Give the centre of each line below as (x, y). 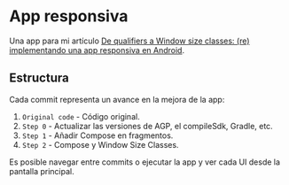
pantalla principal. (42, 171)
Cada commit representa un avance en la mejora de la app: (117, 99)
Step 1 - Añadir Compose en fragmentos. (98, 135)
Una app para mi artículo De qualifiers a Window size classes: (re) (129, 41)
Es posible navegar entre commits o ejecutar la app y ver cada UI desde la (145, 162)
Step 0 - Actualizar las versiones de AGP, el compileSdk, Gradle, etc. (147, 126)
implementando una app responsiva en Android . (97, 50)
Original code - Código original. (81, 116)
